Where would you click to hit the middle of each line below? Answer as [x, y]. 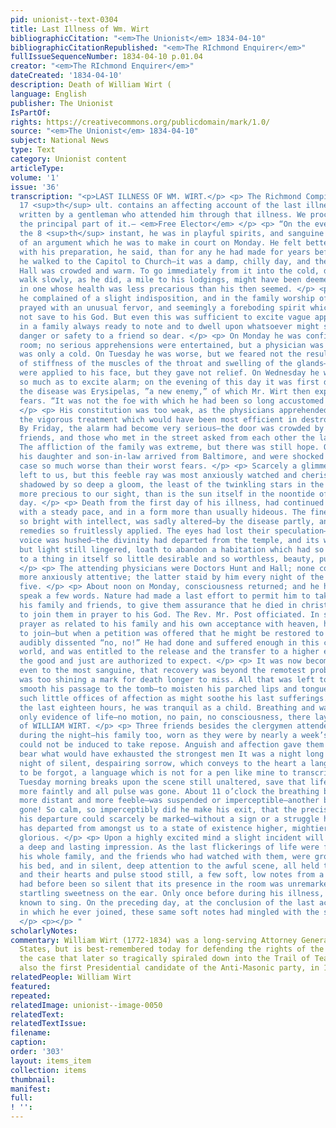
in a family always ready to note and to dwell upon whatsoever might [169, 326]
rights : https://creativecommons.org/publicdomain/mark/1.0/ [140, 122]
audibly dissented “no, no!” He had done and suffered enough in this [169, 642]
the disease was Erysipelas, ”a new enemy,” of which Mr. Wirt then [165, 391]
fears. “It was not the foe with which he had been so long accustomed [172, 401]
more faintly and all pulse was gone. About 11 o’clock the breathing [169, 791]
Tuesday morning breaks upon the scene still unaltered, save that [163, 782]
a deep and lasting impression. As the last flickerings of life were [169, 847]
